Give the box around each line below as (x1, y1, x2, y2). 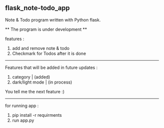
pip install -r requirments (12, 112, 62, 118)
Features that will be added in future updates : (5, 64, 98, 70)
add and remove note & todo (12, 45, 70, 51)
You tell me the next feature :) (5, 88, 65, 94)
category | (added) (12, 74, 50, 80)
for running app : (5, 103, 39, 108)
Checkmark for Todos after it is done (12, 50, 86, 56)
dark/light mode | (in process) (12, 79, 72, 85)
